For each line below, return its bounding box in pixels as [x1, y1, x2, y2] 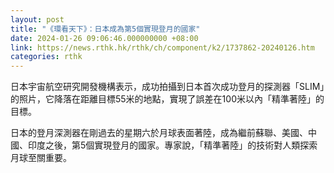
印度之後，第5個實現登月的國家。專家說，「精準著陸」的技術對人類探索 [27, 139, 318, 151]
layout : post [10, 14, 65, 25]
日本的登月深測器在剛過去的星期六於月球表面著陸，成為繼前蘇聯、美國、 [10, 127, 308, 139]
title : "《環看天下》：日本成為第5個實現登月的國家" [10, 24, 201, 34]
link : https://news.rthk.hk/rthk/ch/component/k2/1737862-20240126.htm [10, 42, 315, 53]
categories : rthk [10, 52, 83, 62]
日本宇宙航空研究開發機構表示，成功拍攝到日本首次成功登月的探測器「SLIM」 [10, 81, 325, 93]
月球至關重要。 [10, 152, 72, 164]
